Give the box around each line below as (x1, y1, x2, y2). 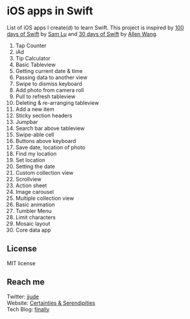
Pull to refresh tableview (15, 93, 76, 100)
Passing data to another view (15, 74, 88, 81)
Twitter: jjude (7, 293, 40, 300)
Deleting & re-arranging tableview (15, 99, 99, 106)
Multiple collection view (15, 195, 74, 202)
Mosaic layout (15, 220, 50, 227)
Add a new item (15, 105, 55, 113)
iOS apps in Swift (7, 4, 94, 18)
